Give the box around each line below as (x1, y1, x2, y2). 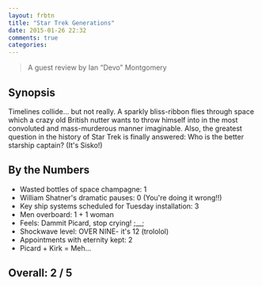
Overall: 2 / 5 (8, 266, 73, 280)
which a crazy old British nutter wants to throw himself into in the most (8, 115, 238, 124)
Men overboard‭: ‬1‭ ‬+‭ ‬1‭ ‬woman (19, 209, 115, 219)
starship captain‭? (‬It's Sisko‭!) (8, 140, 103, 150)
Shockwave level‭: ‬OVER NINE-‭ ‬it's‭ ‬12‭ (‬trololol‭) (19, 227, 169, 236)
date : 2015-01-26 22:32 (8, 26, 87, 34)
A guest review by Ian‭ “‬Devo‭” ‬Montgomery (27, 63, 168, 72)
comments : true (8, 33, 59, 42)
